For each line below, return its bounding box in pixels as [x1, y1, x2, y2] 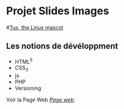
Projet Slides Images [6, 4, 110, 18]
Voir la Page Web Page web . [6, 96, 76, 104]
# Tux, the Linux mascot [6, 24, 63, 31]
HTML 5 [14, 57, 33, 65]
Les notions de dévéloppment [6, 41, 119, 51]
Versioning [14, 85, 42, 92]
